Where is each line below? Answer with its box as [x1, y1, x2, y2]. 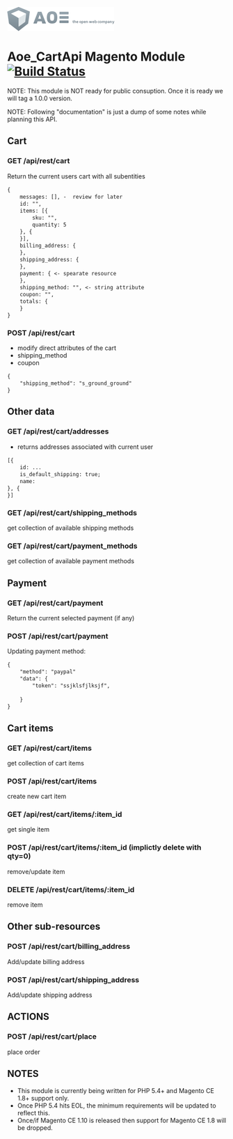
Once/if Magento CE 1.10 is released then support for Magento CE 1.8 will [17, 1116, 227, 1124]
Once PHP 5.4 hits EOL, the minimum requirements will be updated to [17, 1101, 217, 1110]
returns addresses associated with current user [17, 443, 154, 451]
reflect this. [17, 1108, 50, 1117]
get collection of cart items [7, 758, 85, 767]
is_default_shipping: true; [19, 471, 101, 477]
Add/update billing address [7, 957, 85, 965]
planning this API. [7, 115, 58, 123]
